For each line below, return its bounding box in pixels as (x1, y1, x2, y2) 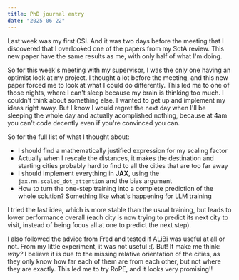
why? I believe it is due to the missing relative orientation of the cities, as (7, 249, 220, 258)
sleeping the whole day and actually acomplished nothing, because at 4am (7, 111, 228, 120)
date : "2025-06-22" (7, 17, 66, 24)
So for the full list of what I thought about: (7, 133, 130, 141)
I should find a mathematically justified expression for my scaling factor (17, 146, 228, 155)
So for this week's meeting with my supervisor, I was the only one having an (7, 66, 231, 74)
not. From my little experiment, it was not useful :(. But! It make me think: (7, 242, 220, 250)
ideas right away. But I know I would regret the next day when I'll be (7, 103, 207, 112)
